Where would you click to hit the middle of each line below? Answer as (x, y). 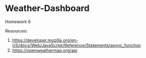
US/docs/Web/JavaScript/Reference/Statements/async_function (76, 45)
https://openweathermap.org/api (45, 50)
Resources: (16, 31)
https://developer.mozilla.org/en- (45, 40)
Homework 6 (18, 22)
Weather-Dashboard (47, 8)
